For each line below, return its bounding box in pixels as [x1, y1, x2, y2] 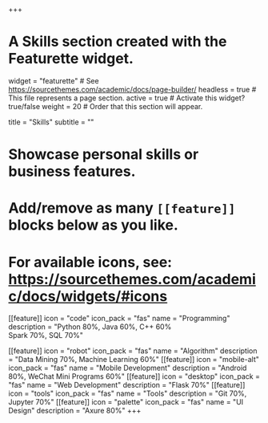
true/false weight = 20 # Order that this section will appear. [8, 101, 203, 111]
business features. [8, 162, 136, 181]
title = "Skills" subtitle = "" [8, 117, 94, 127]
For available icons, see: [8, 253, 173, 271]
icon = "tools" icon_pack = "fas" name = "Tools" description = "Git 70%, [8, 388, 247, 398]
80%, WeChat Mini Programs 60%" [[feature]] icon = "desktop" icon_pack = [8, 372, 260, 381]
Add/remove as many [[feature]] [8, 199, 236, 218]
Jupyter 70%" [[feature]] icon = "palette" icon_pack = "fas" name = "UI [8, 397, 244, 407]
